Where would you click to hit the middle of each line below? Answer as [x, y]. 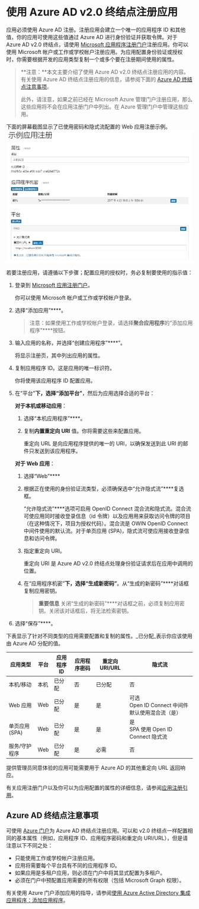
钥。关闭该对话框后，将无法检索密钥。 [85, 611]
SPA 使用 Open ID [151, 729]
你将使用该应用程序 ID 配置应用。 [55, 380]
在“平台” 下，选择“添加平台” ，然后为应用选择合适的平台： [85, 393]
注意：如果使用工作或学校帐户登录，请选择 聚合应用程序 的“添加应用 [111, 323]
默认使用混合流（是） [155, 712]
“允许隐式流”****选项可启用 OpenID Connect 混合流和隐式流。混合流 [107, 508]
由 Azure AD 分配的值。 [35, 643]
